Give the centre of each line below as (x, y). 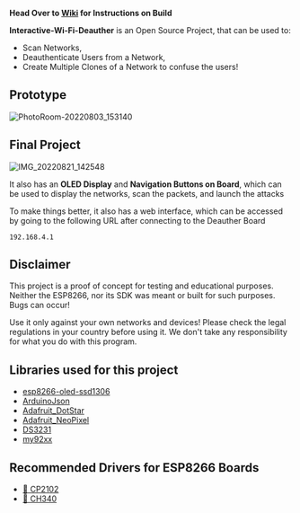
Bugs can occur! (40, 305)
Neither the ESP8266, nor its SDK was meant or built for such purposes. (142, 296)
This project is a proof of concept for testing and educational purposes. (141, 286)
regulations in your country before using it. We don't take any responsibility (148, 332)
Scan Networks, (52, 48)
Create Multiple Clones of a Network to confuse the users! (130, 67)
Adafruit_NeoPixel (56, 420)
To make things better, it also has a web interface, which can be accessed (146, 211)
